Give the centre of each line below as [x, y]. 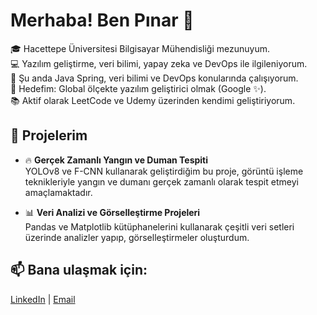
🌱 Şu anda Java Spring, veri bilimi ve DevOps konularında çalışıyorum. [154, 78]
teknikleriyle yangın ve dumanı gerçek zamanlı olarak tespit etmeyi [161, 181]
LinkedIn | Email [43, 299]
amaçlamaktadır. [58, 192]
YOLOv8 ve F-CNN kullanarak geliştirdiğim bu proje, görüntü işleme [164, 171]
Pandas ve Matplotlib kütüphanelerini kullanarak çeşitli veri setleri [159, 226]
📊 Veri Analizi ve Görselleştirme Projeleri [112, 212]
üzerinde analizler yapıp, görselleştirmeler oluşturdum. [137, 237]
